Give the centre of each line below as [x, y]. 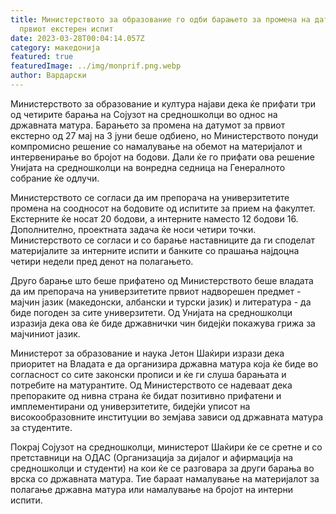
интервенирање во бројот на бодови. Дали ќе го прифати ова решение [162, 157]
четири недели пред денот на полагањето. [102, 261]
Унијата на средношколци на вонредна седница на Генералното [148, 167]
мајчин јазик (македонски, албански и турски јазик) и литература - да [161, 302]
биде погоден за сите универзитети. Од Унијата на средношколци [151, 312]
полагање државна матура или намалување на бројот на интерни [151, 489]
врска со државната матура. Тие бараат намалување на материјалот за [165, 478]
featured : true [42, 57]
